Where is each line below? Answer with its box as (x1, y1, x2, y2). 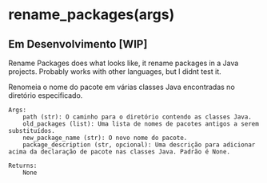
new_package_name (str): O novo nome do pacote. (22, 134, 188, 142)
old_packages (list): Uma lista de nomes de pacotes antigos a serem (22, 120, 260, 128)
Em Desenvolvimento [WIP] (8, 37, 148, 51)
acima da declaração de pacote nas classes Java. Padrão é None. (8, 148, 230, 156)
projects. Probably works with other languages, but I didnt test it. (8, 67, 221, 76)
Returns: (8, 162, 38, 169)
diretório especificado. (8, 91, 83, 100)
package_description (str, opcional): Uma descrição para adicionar (22, 141, 256, 149)
